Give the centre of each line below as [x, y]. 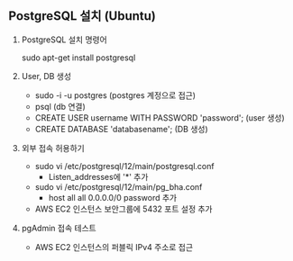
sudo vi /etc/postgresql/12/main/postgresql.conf [124, 166]
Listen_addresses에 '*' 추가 [98, 176]
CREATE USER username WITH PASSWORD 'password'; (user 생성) [160, 117]
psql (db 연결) [60, 106]
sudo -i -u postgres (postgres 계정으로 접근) [115, 95]
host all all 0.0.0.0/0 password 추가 [113, 197]
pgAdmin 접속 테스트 [59, 228]
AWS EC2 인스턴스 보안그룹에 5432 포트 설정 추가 [124, 209]
